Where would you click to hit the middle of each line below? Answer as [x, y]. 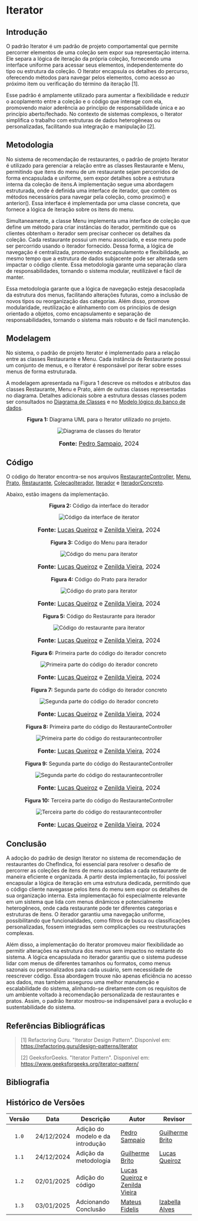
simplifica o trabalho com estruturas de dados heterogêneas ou [83, 120]
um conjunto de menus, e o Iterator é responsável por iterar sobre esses [94, 365]
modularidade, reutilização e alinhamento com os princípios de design [91, 307]
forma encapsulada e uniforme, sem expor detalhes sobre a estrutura [90, 178]
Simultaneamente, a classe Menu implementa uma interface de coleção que [98, 220]
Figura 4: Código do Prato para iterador [99, 580]
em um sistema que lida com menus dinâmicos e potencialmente [85, 902]
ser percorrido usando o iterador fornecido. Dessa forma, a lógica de [90, 246]
